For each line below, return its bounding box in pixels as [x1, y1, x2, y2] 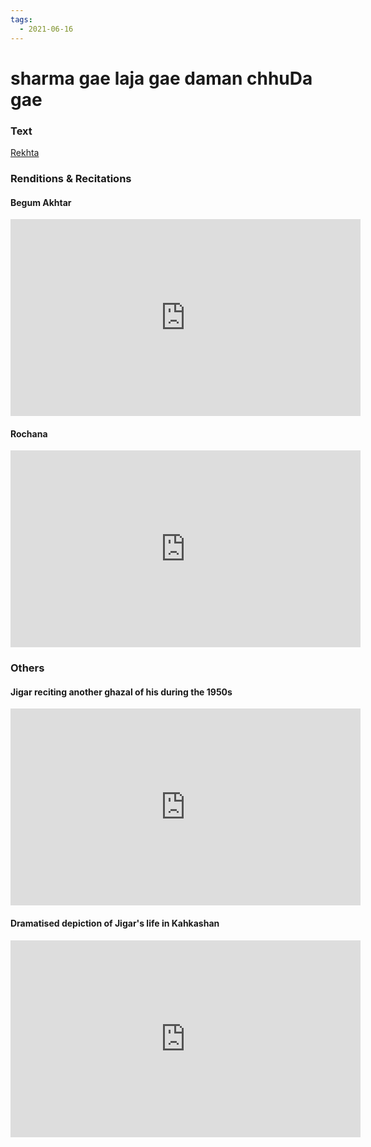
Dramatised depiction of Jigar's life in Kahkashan [10, 917, 220, 930]
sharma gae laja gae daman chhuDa [10, 67, 313, 90]
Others [10, 661, 45, 675]
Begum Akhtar [10, 196, 72, 208]
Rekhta [10, 146, 40, 158]
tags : [10, 14, 33, 25]
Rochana [10, 427, 48, 440]
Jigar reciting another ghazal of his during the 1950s [10, 686, 233, 698]
